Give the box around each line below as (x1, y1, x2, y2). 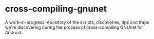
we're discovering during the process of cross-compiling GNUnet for (5, 24, 143, 30)
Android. (5, 29, 22, 35)
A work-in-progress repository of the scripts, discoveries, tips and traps (5, 19, 150, 25)
